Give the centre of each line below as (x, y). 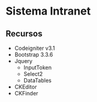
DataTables (38, 80)
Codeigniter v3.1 (35, 48)
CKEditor (25, 87)
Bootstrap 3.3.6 (34, 55)
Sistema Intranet (48, 11)
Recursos (24, 34)
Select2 (33, 74)
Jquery (23, 61)
